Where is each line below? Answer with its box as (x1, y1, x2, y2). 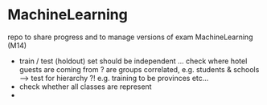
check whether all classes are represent (18, 82, 152, 91)
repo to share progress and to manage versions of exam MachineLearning (7, 32, 253, 42)
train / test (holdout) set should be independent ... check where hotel (18, 56, 248, 66)
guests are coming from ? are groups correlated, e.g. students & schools (18, 64, 260, 74)
